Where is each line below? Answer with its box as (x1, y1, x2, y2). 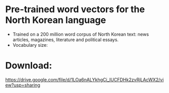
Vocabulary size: (12, 42, 48, 48)
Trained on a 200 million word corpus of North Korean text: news (12, 31, 149, 37)
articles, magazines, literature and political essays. (12, 37, 119, 43)
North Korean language (5, 14, 106, 26)
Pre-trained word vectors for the (5, 4, 145, 15)
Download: (5, 60, 52, 72)
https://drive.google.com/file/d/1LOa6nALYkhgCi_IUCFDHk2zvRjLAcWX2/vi (5, 76, 164, 82)
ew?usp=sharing (5, 82, 41, 88)
